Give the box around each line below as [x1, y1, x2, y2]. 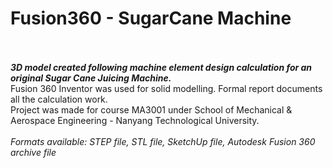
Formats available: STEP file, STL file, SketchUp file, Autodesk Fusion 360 [10, 135, 316, 147]
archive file [10, 146, 57, 158]
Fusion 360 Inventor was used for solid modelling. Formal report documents [10, 82, 323, 94]
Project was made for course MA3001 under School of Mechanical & [10, 103, 293, 116]
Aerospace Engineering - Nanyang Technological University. [10, 114, 260, 126]
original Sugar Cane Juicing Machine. [10, 72, 172, 84]
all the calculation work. [10, 93, 108, 105]
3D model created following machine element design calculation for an [10, 61, 313, 73]
